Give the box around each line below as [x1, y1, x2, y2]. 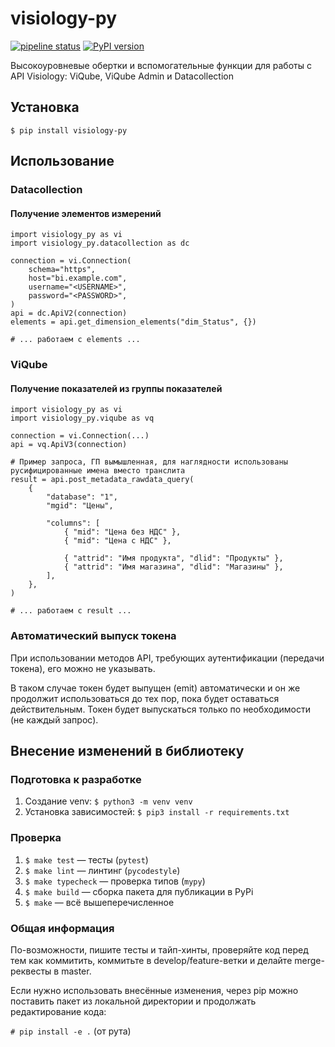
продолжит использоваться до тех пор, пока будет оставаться [10, 692, 280, 704]
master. [61, 965, 92, 977]
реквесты [10, 965, 52, 977]
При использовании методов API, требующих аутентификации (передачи [10, 652, 325, 664]
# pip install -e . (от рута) [10, 1025, 132, 1037]
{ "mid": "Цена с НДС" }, [63, 536, 172, 546]
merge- [294, 954, 325, 966]
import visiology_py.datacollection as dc [10, 238, 190, 249]
